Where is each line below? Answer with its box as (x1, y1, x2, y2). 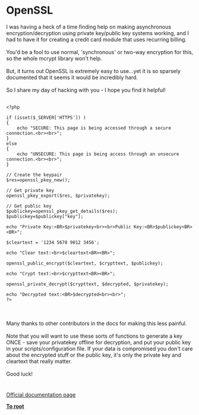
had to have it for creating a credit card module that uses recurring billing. (6, 36, 187, 43)
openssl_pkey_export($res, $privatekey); (6, 193, 110, 199)
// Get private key (6, 187, 55, 193)
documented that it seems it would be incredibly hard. (6, 74, 138, 81)
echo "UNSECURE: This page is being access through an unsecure (17, 151, 179, 157)
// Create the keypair (6, 172, 62, 178)
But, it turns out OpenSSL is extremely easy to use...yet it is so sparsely (6, 67, 181, 74)
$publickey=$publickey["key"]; (6, 213, 84, 219)
